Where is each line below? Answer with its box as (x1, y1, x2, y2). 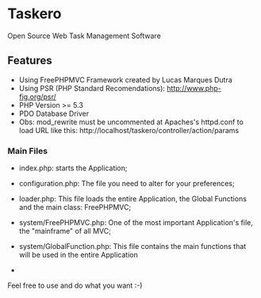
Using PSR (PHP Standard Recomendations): (18, 83, 166, 93)
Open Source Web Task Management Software (7, 31, 162, 40)
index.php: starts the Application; (18, 163, 128, 173)
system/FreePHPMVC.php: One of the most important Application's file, (18, 218, 253, 227)
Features (7, 54, 52, 67)
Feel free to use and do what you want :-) (7, 281, 143, 290)
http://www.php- (167, 83, 221, 93)
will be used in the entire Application (18, 250, 138, 260)
